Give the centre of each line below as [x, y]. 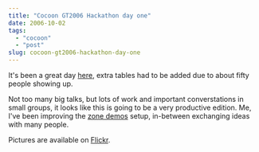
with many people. [39, 125]
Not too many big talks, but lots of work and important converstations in [126, 99]
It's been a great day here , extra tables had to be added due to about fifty [129, 75]
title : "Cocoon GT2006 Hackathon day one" [80, 16]
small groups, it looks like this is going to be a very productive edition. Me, [130, 107]
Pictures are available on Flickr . [59, 140]
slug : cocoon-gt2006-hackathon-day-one [75, 53]
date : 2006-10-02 [37, 23]
